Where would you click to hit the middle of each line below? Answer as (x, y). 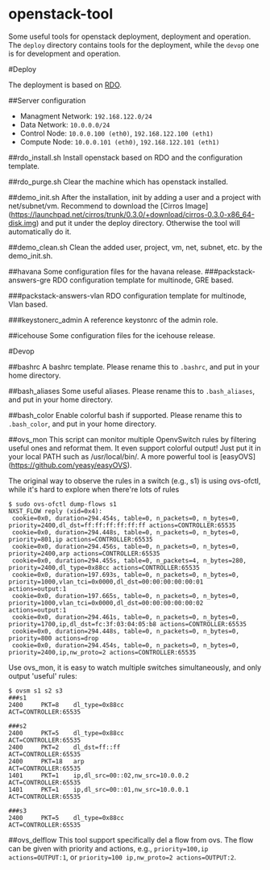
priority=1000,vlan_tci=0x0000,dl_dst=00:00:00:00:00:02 (106, 603)
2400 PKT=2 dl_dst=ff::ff (64, 747)
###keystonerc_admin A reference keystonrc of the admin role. (113, 320)
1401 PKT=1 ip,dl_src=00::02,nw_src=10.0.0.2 (99, 776)
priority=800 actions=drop (54, 638)
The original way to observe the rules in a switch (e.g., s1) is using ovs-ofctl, (135, 480)
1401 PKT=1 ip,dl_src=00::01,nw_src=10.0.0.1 (99, 789)
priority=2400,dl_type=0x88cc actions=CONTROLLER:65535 (104, 567)
